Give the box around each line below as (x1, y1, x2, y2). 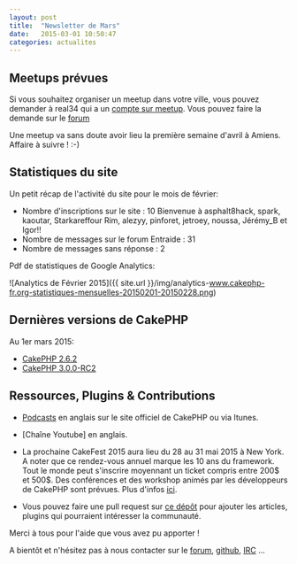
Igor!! (21, 224, 42, 235)
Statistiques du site (9, 165, 118, 180)
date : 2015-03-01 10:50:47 (9, 29, 117, 38)
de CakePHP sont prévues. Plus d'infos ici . (21, 483, 178, 494)
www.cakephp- (209, 277, 265, 288)
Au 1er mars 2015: (9, 336, 75, 346)
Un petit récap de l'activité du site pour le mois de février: (9, 188, 219, 199)
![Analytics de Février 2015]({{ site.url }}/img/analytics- (9, 277, 209, 288)
